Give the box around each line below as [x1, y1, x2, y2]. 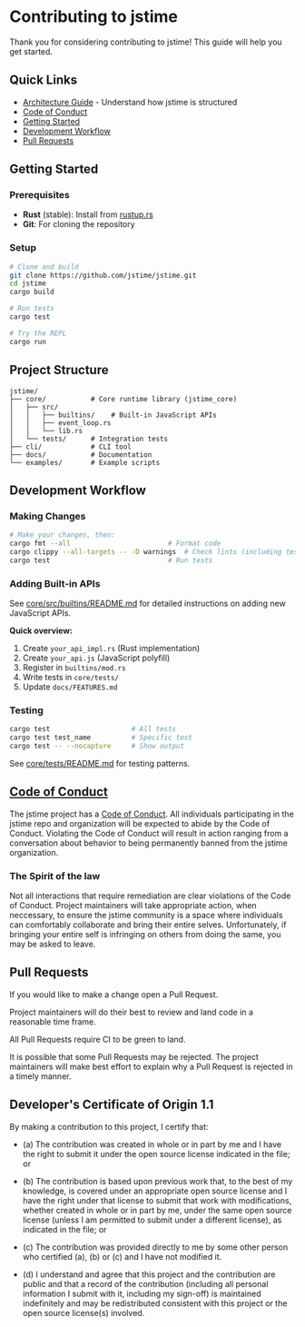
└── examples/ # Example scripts [9, 458, 161, 467]
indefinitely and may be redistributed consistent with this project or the [22, 1297, 288, 1309]
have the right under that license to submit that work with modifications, [22, 1194, 292, 1205]
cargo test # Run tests [9, 556, 213, 565]
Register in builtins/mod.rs [22, 662, 126, 673]
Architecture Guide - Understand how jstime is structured [22, 96, 238, 107]
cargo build [9, 288, 54, 297]
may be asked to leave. [9, 938, 96, 950]
